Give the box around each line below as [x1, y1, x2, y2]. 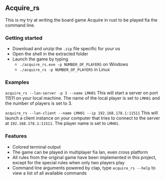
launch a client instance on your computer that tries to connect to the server [5, 115, 161, 121]
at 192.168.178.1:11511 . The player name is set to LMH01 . [5, 120, 120, 126]
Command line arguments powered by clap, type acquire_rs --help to [12, 165, 156, 171]
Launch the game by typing [12, 56, 68, 62]
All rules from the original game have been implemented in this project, [12, 154, 157, 160]
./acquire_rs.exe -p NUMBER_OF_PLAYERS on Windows [19, 61, 128, 67]
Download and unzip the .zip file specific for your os [12, 46, 121, 52]
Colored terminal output [12, 144, 61, 150]
